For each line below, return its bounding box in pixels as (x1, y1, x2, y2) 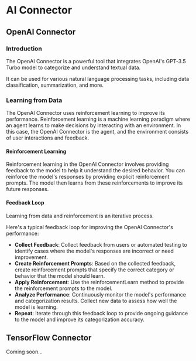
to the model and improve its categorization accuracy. (14, 316, 145, 323)
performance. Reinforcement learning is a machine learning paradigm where (6, 115, 190, 123)
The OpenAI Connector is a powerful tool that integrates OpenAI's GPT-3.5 (6, 57, 186, 64)
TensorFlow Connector (6, 332, 92, 343)
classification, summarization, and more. (6, 81, 104, 88)
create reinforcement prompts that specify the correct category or (14, 266, 174, 273)
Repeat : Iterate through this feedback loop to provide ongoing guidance (14, 309, 188, 316)
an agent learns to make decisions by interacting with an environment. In (6, 122, 181, 129)
